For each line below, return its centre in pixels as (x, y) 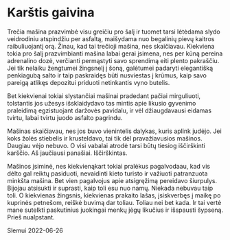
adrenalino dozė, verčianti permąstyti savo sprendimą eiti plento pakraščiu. (113, 60)
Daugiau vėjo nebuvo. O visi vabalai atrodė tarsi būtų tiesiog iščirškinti (106, 145)
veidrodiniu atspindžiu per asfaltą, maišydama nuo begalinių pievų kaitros (111, 38)
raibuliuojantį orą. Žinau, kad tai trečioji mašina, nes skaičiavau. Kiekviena (111, 46)
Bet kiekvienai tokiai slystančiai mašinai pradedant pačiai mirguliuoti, (104, 96)
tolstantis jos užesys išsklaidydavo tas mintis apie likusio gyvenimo (102, 103)
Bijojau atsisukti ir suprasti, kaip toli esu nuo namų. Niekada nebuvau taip (110, 188)
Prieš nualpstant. (31, 217)
